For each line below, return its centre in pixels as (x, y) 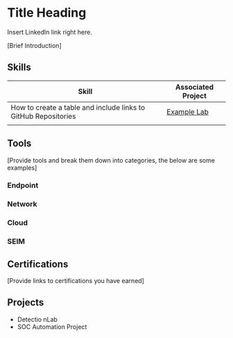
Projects (26, 303)
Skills (19, 67)
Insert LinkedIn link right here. (50, 32)
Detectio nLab (37, 319)
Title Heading (47, 13)
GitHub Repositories (43, 116)
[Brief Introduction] (34, 45)
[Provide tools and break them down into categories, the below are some (111, 160)
